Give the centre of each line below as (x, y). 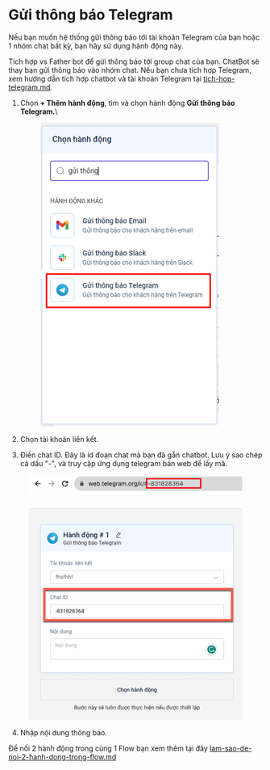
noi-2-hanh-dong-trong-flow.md (62, 757)
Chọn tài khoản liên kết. (59, 439)
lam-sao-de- (231, 748)
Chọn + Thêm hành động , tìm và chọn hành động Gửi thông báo (127, 103)
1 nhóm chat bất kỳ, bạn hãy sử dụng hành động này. (96, 45)
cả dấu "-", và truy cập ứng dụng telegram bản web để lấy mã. (124, 463)
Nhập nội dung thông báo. (63, 733)
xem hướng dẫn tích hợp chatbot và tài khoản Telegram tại (105, 78)
